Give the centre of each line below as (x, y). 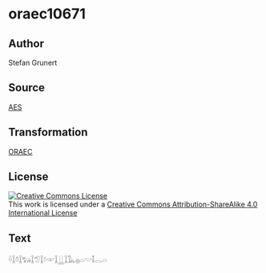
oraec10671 (47, 14)
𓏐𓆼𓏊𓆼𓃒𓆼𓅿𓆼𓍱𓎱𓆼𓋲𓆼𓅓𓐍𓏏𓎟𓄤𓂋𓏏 (58, 260)
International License (43, 213)
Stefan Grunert (33, 62)
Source (27, 88)
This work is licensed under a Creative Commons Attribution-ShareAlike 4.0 (133, 204)
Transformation (48, 132)
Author (26, 44)
